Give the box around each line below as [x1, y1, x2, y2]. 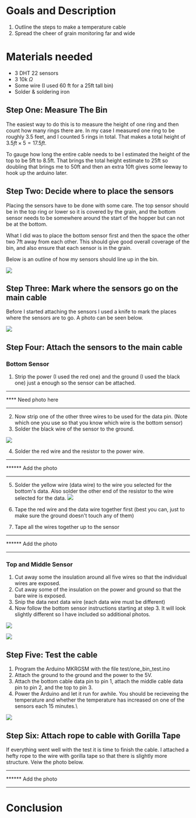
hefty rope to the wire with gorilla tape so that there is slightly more [6, 752, 167, 759]
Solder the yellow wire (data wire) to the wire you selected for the [14, 482, 172, 488]
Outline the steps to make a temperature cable [14, 23, 127, 30]
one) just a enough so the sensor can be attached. [14, 379, 136, 386]
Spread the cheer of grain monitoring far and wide [14, 29, 135, 36]
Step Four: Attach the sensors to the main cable [6, 342, 183, 352]
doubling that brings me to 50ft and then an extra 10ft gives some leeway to [6, 163, 188, 170]
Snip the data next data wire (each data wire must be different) [14, 599, 166, 606]
